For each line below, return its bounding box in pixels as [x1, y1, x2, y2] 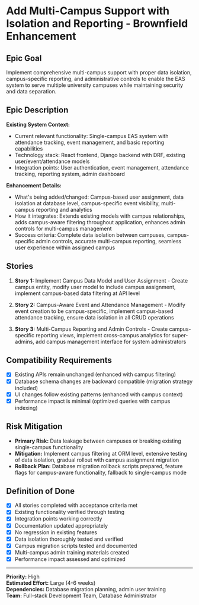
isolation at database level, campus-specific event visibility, [14, 199, 160, 206]
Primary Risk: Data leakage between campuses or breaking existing [14, 437, 182, 444]
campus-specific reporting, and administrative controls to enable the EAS [6, 76, 185, 82]
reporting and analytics [36, 206, 93, 213]
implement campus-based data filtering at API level [14, 290, 140, 297]
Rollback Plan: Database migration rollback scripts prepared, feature [14, 462, 183, 469]
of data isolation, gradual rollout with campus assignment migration [14, 456, 179, 463]
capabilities [14, 145, 43, 152]
